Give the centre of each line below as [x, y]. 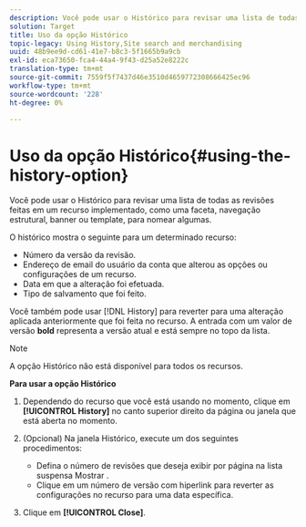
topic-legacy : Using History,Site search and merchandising [126, 43]
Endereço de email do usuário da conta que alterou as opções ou [145, 264]
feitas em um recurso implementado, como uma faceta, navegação [135, 210]
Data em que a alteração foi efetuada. [93, 284]
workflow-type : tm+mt [51, 86]
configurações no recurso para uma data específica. [135, 495]
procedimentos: [52, 449]
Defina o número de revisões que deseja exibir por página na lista [159, 466]
